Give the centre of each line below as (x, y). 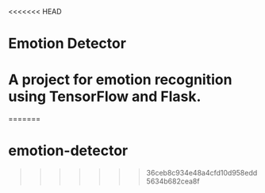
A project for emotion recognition (120, 80)
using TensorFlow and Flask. (105, 96)
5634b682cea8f (173, 181)
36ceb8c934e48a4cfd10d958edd (202, 173)
